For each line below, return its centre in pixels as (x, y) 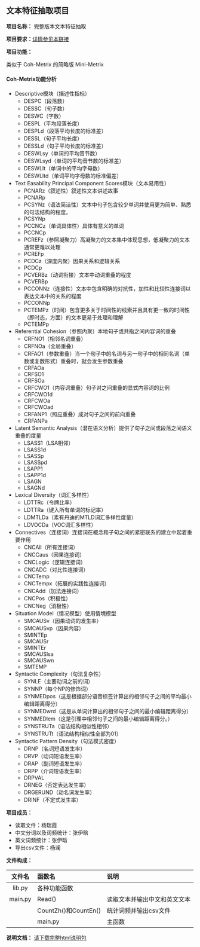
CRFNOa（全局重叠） (50, 346)
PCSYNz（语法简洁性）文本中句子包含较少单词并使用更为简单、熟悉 (107, 204)
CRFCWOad (39, 407)
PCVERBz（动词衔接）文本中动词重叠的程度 (77, 275)
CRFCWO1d (38, 395)
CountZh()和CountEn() (69, 911)
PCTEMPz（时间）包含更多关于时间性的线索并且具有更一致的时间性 (107, 310)
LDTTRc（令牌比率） (50, 502)
